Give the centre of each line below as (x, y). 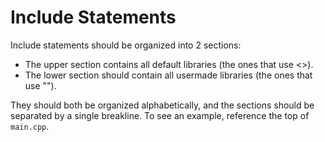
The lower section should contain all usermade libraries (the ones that (168, 75)
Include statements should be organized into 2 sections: (126, 45)
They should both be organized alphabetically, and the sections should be (162, 105)
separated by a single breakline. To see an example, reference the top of (160, 115)
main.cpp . (30, 126)
